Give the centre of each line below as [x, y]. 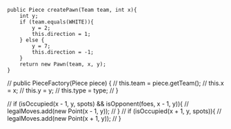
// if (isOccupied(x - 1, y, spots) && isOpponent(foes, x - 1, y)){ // [98, 104]
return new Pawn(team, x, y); [63, 64]
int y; [29, 16]
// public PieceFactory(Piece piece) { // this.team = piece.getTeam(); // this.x [115, 83]
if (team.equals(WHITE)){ [57, 22]
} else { [32, 40]
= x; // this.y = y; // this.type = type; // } [63, 90]
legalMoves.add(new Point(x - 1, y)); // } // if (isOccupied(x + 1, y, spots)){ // [114, 111]
